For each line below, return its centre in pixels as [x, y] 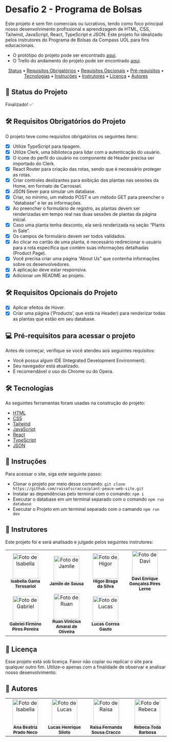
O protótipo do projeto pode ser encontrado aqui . [64, 55]
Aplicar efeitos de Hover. [39, 307]
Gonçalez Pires [145, 584]
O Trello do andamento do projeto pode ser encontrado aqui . [77, 60]
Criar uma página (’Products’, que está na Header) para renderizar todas [89, 313]
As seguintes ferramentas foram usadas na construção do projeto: [75, 403]
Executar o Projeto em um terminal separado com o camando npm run [86, 509]
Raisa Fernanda [106, 727]
